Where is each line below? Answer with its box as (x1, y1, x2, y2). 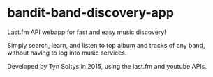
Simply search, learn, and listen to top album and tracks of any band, (7, 41, 205, 49)
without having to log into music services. (7, 49, 127, 57)
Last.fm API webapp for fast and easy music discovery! (7, 28, 166, 36)
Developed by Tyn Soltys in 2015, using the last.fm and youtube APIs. (7, 62, 207, 70)
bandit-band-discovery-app (7, 5, 175, 21)
